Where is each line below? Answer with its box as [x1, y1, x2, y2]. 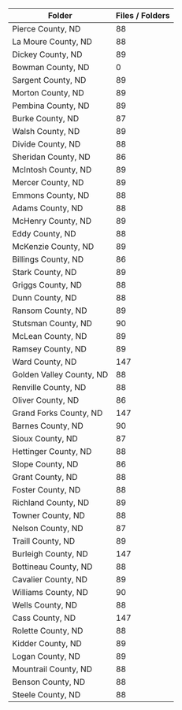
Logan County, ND [12, 651, 81, 661]
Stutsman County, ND [12, 318, 93, 329]
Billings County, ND [12, 254, 84, 265]
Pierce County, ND [12, 24, 81, 34]
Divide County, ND [12, 139, 81, 149]
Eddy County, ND [12, 229, 76, 239]
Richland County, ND [12, 497, 90, 507]
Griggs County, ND [12, 280, 83, 290]
